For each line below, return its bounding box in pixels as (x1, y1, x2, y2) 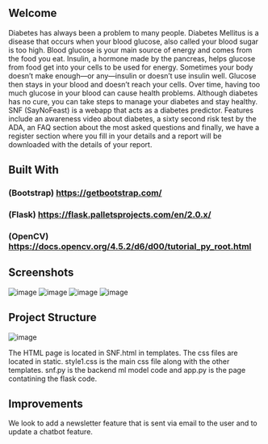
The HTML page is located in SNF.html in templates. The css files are (8, 348, 238, 357)
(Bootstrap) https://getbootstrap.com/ (8, 188, 162, 199)
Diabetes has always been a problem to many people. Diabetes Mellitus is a (8, 27, 260, 37)
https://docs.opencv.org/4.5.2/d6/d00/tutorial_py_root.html (8, 240, 252, 252)
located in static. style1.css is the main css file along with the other (8, 356, 230, 366)
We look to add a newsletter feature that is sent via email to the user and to (8, 418, 258, 428)
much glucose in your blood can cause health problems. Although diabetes (8, 88, 258, 98)
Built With (8, 163, 59, 177)
